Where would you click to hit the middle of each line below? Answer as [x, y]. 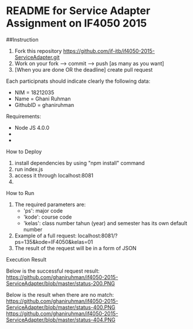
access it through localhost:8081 [54, 175]
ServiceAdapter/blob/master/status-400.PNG [61, 307]
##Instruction [22, 39]
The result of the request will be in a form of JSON [75, 248]
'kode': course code [48, 217]
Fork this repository [38, 51]
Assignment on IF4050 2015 [77, 23]
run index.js [29, 169]
